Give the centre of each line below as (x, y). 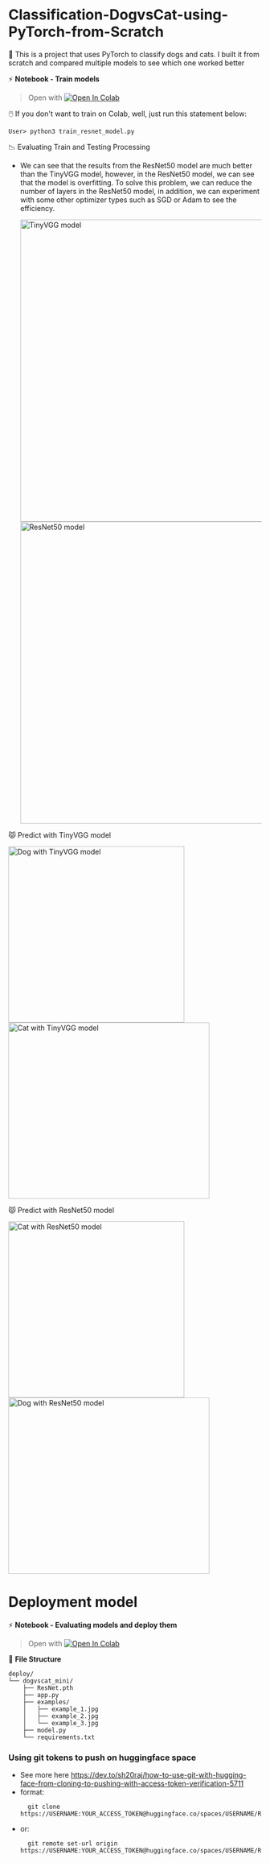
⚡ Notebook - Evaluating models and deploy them (93, 1625)
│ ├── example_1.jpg (61, 1709)
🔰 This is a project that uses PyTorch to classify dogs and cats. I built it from (134, 54)
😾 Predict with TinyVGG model (59, 834)
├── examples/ (46, 1702)
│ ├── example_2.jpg (61, 1716)
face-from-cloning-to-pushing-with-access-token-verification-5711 (132, 1784)
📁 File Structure (35, 1659)
